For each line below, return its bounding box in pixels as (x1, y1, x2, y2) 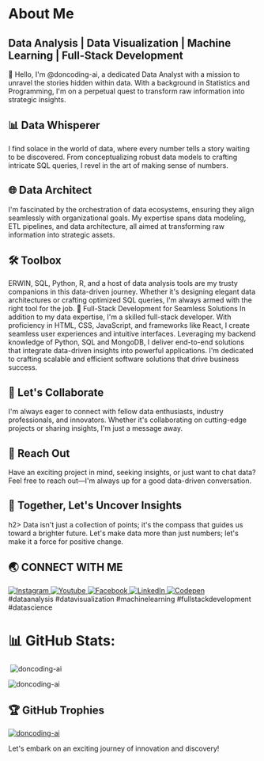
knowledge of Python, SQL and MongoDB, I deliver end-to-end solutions (8, 337, 245, 347)
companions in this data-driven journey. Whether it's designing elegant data (8, 287, 256, 297)
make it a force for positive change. (8, 536, 124, 546)
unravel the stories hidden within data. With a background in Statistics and (8, 78, 251, 87)
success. (8, 363, 38, 372)
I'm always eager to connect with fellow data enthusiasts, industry (8, 407, 224, 417)
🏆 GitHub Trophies (8, 703, 105, 717)
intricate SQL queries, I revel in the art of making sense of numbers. (8, 160, 229, 170)
